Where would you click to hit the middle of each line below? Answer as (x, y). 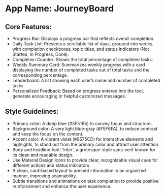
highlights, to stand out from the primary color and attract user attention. (86, 144)
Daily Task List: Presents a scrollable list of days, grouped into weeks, (83, 44)
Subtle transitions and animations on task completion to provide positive (85, 181)
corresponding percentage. (40, 75)
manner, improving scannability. (45, 176)
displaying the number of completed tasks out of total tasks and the (81, 70)
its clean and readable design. (43, 155)
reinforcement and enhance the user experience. (62, 186)
